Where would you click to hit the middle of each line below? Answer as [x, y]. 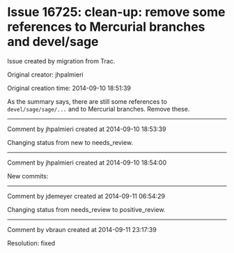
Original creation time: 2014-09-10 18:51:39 [69, 88]
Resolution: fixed [31, 243]
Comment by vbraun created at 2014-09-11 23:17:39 [82, 229]
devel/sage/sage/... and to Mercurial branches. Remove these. [99, 109]
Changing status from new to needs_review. [70, 142]
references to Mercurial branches [106, 27]
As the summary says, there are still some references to [87, 101]
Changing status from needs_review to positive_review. [86, 209]
